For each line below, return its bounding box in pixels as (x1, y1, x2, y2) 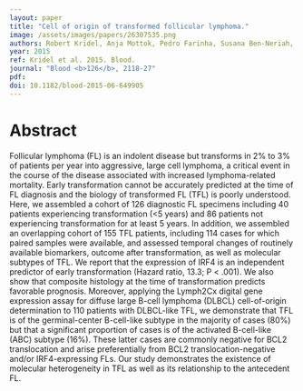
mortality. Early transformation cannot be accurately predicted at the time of (9, 179, 294, 190)
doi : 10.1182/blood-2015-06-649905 (9, 81, 144, 90)
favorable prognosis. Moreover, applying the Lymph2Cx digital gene (9, 286, 263, 296)
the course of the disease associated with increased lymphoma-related (9, 169, 276, 180)
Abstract (9, 120, 77, 141)
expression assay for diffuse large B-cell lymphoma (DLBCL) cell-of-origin (9, 295, 288, 306)
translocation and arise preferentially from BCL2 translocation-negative (9, 343, 276, 355)
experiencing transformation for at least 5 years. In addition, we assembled (9, 217, 290, 228)
